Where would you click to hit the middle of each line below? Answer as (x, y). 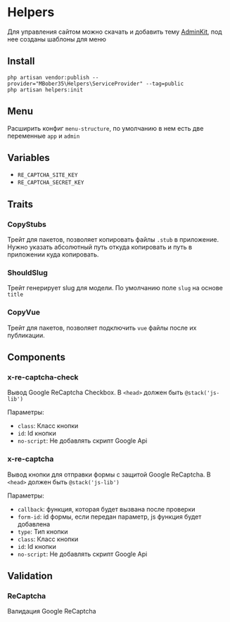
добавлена (34, 524)
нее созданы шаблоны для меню (57, 39)
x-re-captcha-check (43, 377)
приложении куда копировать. (53, 254)
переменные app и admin (44, 136)
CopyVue (24, 312)
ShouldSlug (27, 273)
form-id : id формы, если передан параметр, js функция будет (109, 517)
